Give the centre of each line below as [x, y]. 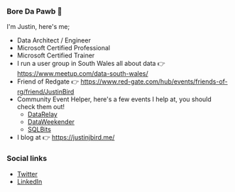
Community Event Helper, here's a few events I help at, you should [114, 99]
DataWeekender [51, 122]
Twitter [27, 174]
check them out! [41, 107]
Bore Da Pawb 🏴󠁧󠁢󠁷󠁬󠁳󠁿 [34, 11]
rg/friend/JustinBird [45, 92]
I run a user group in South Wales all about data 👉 [91, 64]
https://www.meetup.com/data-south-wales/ [82, 74]
